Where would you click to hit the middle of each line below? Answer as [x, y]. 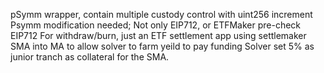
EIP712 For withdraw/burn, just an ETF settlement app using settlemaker [158, 35]
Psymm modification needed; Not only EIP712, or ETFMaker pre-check [156, 25]
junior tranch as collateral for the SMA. [90, 57]
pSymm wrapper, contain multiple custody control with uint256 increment [161, 14]
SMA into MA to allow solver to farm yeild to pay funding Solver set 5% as [162, 46]
